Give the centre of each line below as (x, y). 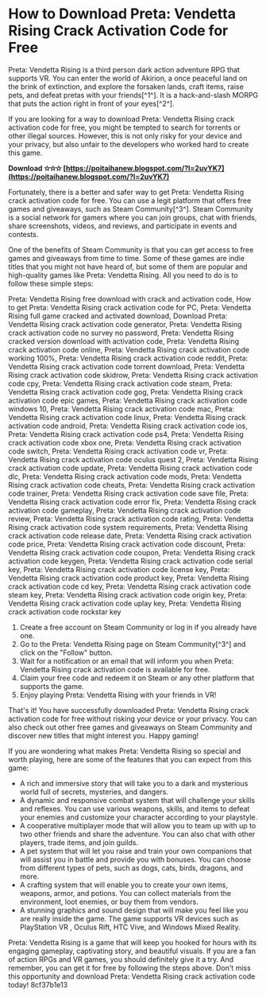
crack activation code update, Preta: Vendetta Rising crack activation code (130, 468)
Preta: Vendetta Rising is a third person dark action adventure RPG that (124, 69)
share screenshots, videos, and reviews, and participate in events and (123, 226)
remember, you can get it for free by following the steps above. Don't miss (130, 968)
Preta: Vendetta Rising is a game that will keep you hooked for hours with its (133, 942)
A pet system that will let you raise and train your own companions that (136, 851)
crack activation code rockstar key (65, 611)
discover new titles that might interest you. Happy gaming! (104, 735)
